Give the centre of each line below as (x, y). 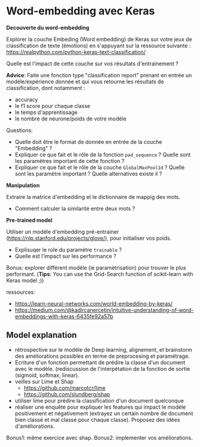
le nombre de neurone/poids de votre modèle (70, 119)
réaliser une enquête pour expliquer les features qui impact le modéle (100, 407)
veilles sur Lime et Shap (44, 381)
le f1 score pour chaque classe (53, 105)
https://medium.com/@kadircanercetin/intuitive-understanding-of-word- (104, 310)
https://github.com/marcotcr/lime (64, 388)
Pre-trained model (29, 220)
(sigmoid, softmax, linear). (47, 375)
